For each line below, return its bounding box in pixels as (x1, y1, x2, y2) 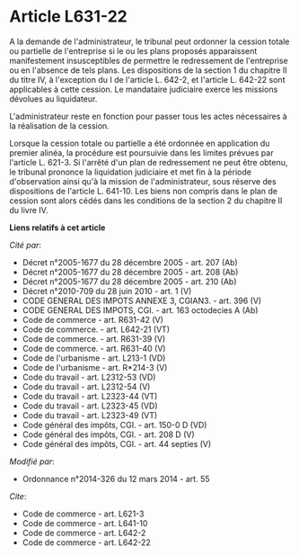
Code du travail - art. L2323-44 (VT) (22, 390, 158, 401)
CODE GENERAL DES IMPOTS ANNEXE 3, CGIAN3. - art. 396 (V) (22, 295, 262, 306)
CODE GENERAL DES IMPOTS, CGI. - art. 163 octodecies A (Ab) (22, 304, 259, 316)
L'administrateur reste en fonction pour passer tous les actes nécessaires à (9, 111, 287, 121)
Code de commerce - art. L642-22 (22, 537, 151, 548)
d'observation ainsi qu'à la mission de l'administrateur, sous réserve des (9, 175, 277, 186)
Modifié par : (9, 456, 56, 467)
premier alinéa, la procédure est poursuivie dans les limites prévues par (9, 147, 274, 158)
